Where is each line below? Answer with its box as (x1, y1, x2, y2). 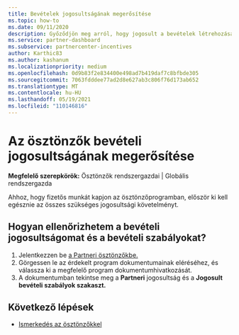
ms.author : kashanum (8, 57, 70, 64)
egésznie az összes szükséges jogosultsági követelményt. (8, 200, 179, 209)
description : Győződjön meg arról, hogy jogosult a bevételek (8, 30, 196, 38)
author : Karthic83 (8, 50, 62, 57)
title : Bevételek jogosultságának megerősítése (8, 10, 152, 18)
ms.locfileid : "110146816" (8, 103, 88, 110)
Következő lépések (8, 302, 94, 314)
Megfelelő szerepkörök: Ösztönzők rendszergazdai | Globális (8, 171, 189, 180)
